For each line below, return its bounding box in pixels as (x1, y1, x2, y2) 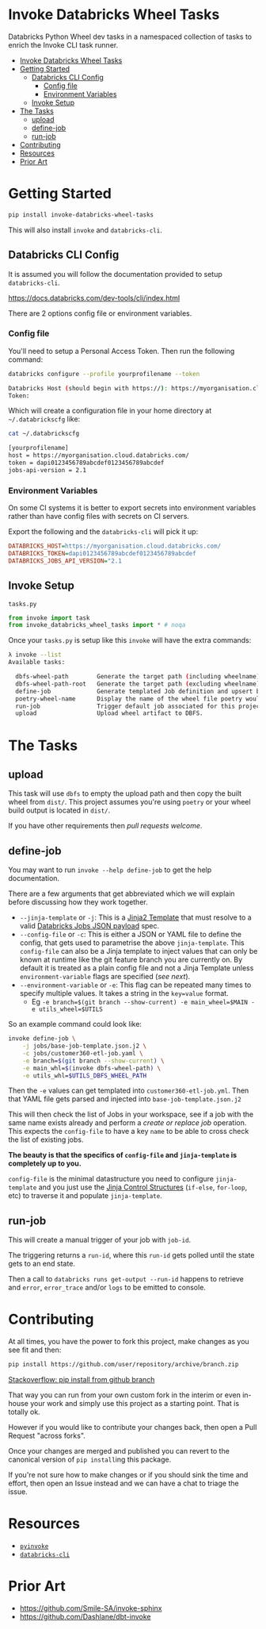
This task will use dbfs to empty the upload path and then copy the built (8, 789, 242, 798)
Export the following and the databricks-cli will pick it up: (8, 527, 199, 536)
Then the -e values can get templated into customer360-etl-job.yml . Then (8, 1085, 249, 1096)
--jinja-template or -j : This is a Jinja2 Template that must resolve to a (19, 912, 252, 922)
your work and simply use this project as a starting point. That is (30, 1399, 240, 1408)
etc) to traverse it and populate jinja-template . (8, 1191, 162, 1201)
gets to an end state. (8, 1259, 75, 1269)
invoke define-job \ (8, 1035, 77, 1043)
